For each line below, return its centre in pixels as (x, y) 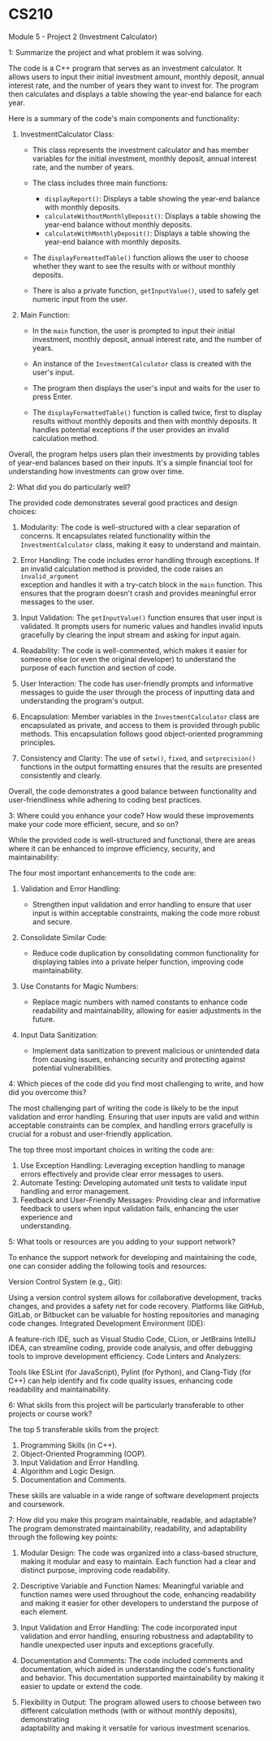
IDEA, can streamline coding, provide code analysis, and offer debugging (131, 1347)
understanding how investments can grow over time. (96, 471)
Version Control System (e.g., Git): (66, 1281)
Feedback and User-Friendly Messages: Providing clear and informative (140, 1200)
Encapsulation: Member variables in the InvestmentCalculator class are (140, 717)
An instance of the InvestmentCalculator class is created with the (142, 363)
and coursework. (37, 1504)
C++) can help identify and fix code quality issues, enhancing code (121, 1380)
